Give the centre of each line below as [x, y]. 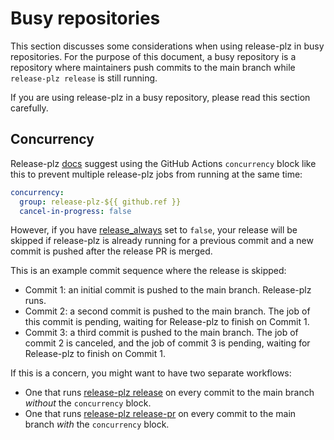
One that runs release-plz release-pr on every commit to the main [160, 414]
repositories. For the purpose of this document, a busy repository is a [153, 56]
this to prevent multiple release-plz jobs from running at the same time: [156, 174]
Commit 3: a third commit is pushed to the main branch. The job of [161, 333]
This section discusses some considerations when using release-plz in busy [167, 46]
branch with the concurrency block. [97, 424]
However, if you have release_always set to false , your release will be [154, 230]
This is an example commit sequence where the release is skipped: [148, 271]
